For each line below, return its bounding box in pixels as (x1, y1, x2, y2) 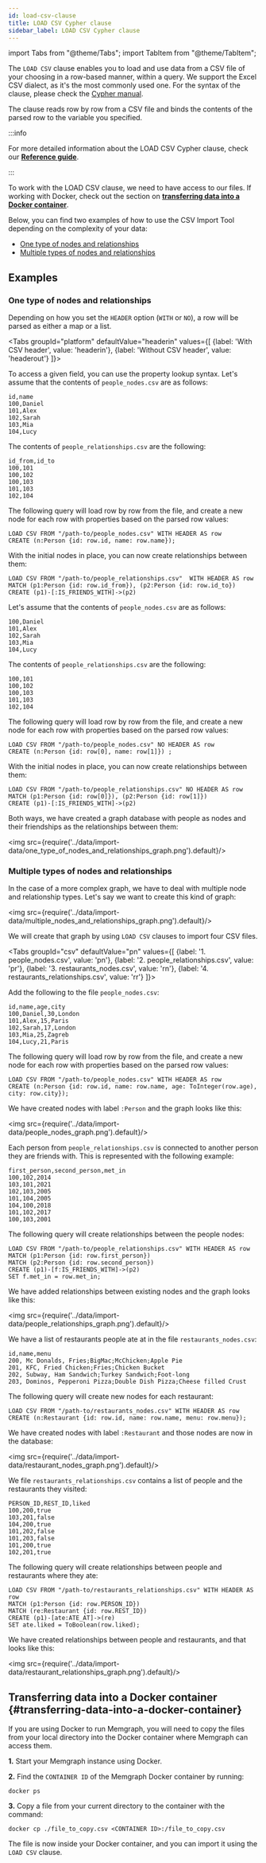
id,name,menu (8, 1350, 52, 1358)
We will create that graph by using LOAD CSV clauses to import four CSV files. (8, 931, 258, 941)
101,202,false (8, 1528, 56, 1536)
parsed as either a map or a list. (8, 322, 112, 331)
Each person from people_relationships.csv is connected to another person (8, 1143, 259, 1153)
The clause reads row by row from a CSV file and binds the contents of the (8, 104, 253, 114)
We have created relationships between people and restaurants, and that (8, 1635, 246, 1645)
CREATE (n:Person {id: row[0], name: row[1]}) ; (8, 748, 172, 756)
